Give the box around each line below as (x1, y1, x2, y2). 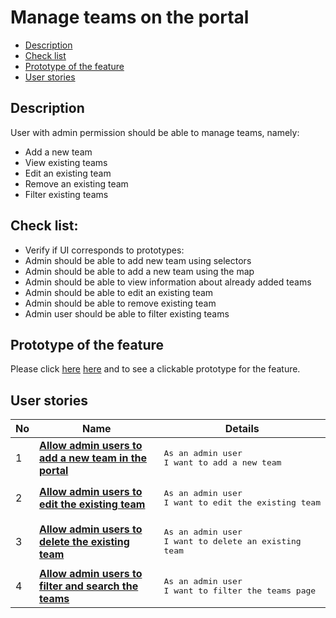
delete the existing (39, 534, 130, 548)
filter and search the (39, 579, 139, 593)
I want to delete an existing (163, 536, 302, 547)
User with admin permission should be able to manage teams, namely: (10, 126, 300, 138)
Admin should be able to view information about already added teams (24, 276, 312, 288)
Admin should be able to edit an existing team (24, 286, 214, 298)
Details (224, 422, 260, 436)
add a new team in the (39, 451, 148, 465)
